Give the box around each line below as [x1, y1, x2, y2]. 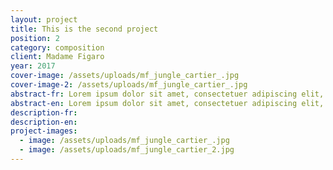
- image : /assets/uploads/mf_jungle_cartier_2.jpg [19, 145, 235, 155]
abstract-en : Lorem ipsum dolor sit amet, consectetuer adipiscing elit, [10, 98, 325, 108]
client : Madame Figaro [10, 52, 105, 62]
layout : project [10, 14, 78, 25]
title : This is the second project [10, 24, 159, 34]
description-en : [10, 117, 78, 127]
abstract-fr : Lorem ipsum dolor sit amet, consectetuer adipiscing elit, [10, 89, 325, 99]
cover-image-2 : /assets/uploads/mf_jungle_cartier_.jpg [10, 80, 248, 90]
